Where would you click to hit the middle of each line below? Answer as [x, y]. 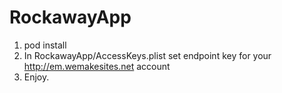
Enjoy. [36, 77]
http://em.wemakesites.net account [97, 66]
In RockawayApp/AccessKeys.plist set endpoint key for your [147, 55]
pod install [45, 45]
